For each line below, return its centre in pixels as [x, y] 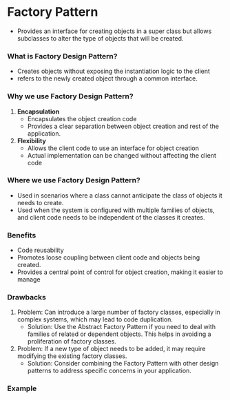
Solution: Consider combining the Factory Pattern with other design [123, 364]
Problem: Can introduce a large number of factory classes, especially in [118, 312]
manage [29, 280]
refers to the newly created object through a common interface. [107, 78]
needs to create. [40, 202]
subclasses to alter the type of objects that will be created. [100, 38]
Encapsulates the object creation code [82, 118]
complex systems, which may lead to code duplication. [95, 319]
